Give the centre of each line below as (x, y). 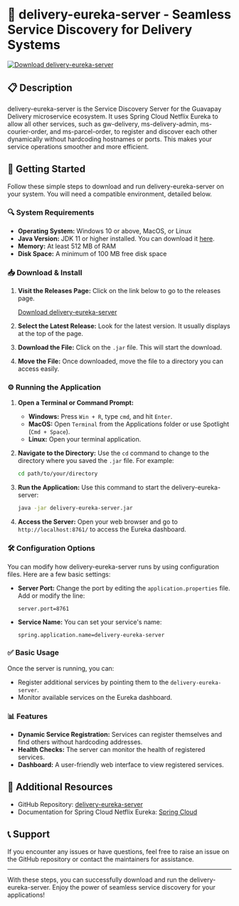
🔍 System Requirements (51, 213)
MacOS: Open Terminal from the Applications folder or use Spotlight (129, 424)
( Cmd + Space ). (49, 432)
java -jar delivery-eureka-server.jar (75, 508)
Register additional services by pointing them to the (93, 682)
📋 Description (40, 88)
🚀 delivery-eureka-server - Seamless (119, 15)
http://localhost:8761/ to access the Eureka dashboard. (102, 529)
